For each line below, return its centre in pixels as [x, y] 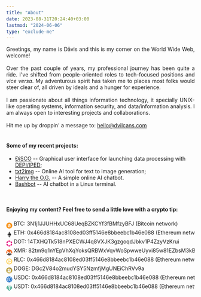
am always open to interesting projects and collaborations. [78, 113]
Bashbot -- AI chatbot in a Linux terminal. [66, 184]
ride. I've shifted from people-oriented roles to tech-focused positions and [100, 75]
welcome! [18, 56]
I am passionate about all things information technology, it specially [92, 100]
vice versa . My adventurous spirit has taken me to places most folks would [100, 81]
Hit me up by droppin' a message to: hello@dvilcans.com [77, 125]
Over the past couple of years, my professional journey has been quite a [100, 68]
